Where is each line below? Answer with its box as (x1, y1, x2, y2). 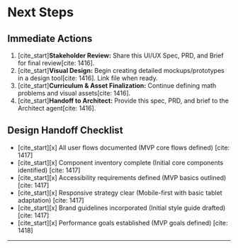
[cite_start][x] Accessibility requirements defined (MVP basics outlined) (17, 173, 227, 181)
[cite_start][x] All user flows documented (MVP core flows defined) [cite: (17, 143, 230, 152)
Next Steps (7, 4, 74, 21)
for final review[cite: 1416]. (17, 59, 95, 67)
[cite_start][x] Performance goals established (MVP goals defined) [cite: (17, 218, 228, 227)
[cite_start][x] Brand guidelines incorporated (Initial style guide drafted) (17, 203, 226, 212)
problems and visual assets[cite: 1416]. (17, 89, 131, 97)
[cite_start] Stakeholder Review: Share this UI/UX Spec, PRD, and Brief (17, 51, 225, 60)
